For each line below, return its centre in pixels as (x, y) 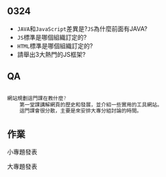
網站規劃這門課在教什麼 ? (37, 98)
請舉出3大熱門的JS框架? (51, 54)
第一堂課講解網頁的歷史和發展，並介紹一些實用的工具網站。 (91, 105)
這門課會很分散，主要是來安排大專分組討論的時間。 (81, 111)
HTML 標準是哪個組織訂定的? (55, 46)
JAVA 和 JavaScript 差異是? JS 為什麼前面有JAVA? (82, 28)
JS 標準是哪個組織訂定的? (52, 37)
